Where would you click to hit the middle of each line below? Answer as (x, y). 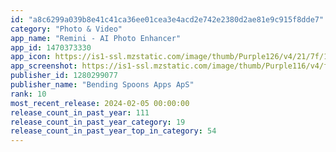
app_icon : (31, 57)
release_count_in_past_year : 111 (80, 112)
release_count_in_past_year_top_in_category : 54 (113, 131)
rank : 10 (28, 94)
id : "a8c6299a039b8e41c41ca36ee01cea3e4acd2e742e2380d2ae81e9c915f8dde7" (167, 19)
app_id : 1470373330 (51, 47)
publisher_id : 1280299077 (64, 76)
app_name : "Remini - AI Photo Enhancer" (96, 38)
